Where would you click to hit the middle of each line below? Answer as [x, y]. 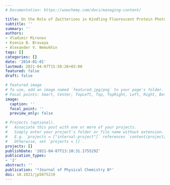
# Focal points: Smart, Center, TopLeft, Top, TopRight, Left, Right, [81, 95]
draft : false [19, 76]
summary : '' [18, 28]
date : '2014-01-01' [26, 61]
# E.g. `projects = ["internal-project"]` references [65, 137]
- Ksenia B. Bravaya [27, 43]
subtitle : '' [19, 24]
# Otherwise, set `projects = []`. [45, 141]
